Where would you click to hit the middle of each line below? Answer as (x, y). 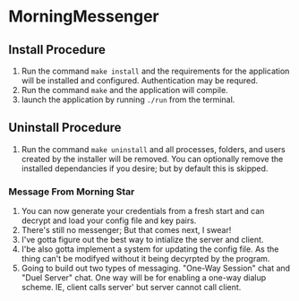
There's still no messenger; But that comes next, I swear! (126, 230)
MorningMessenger (84, 17)
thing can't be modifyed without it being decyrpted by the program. (145, 259)
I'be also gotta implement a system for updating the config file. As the (150, 249)
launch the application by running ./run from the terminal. (128, 99)
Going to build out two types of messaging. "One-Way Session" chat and (156, 268)
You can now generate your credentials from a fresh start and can (143, 211)
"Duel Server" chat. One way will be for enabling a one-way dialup (144, 278)
